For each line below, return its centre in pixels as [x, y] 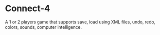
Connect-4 [27, 9]
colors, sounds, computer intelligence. [44, 27]
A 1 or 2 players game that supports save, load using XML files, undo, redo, [80, 22]
